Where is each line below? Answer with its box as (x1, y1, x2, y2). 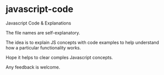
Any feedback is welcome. (5, 64, 60, 70)
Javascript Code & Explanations (5, 20, 71, 26)
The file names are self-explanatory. (5, 29, 80, 35)
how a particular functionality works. (5, 44, 81, 50)
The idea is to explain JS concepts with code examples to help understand (5, 39, 159, 45)
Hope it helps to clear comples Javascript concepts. (5, 54, 113, 60)
